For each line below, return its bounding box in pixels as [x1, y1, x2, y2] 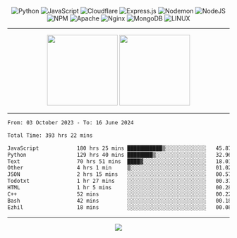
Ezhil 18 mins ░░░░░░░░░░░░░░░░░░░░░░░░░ [7, 203, 207, 211]
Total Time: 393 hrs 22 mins [7, 131, 93, 139]
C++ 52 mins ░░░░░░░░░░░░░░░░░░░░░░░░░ [7, 191, 207, 198]
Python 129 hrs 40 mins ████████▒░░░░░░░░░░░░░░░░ [7, 151, 207, 158]
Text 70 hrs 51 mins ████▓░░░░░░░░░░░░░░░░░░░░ [7, 157, 207, 165]
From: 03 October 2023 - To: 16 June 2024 [7, 119, 134, 126]
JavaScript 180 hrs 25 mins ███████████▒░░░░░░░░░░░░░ [7, 145, 207, 152]
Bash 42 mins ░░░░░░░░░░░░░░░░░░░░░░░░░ [7, 197, 207, 204]
